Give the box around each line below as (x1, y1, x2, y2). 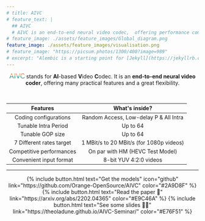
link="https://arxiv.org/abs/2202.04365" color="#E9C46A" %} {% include (9, 195, 196, 202)
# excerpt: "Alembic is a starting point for (6, 55, 124, 61)
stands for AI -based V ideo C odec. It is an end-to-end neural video (26, 72, 196, 80)
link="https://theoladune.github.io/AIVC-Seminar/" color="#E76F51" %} (12, 208, 193, 215)
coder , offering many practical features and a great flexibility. (25, 79, 180, 86)
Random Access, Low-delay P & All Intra (82, 113, 184, 121)
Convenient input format (12, 156, 73, 163)
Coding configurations (14, 113, 71, 121)
